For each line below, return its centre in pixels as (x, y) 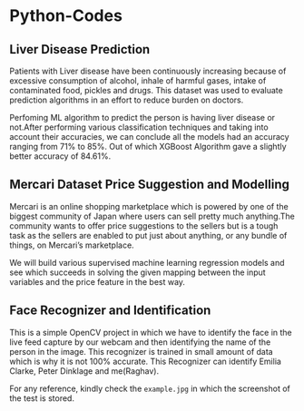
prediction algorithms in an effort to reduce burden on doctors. (127, 100)
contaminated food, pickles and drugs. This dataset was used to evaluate (146, 90)
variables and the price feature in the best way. (98, 281)
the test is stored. (42, 398)
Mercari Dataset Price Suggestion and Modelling (150, 185)
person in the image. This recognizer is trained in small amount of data (142, 351)
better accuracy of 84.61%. (60, 156)
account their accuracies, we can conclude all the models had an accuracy (149, 137)
